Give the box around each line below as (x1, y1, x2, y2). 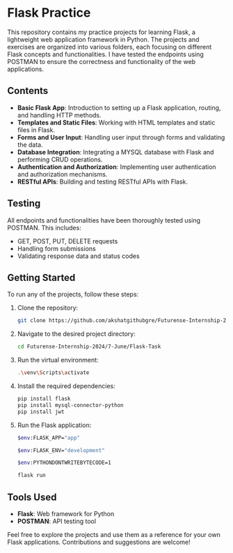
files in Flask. (17, 125, 56, 134)
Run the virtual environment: (17, 356, 99, 364)
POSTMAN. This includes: (7, 223, 81, 232)
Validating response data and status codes (17, 252, 140, 260)
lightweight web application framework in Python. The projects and (7, 35, 200, 43)
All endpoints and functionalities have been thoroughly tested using (7, 216, 200, 224)
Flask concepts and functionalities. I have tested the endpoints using (7, 50, 204, 58)
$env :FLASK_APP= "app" (17, 434, 80, 441)
